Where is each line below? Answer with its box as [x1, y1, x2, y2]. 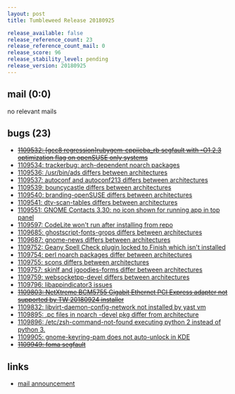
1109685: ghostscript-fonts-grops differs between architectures [17, 228, 203, 236]
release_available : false [7, 30, 83, 37]
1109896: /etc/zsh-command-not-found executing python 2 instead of [17, 318, 222, 326]
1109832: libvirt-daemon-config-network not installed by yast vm [17, 303, 206, 312]
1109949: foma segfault [17, 341, 86, 349]
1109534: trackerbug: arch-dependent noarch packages [17, 161, 180, 170]
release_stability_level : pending [7, 56, 109, 63]
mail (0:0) [7, 89, 51, 101]
